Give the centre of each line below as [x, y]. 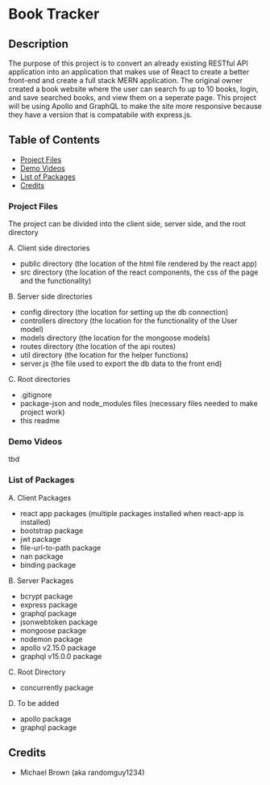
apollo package [46, 719]
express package [49, 604]
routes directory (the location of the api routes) [98, 346]
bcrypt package [46, 596]
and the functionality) [56, 281]
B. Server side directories [50, 296]
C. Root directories [39, 380]
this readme [40, 421]
